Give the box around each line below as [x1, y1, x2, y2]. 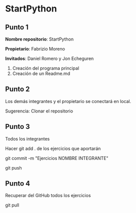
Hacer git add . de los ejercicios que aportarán [5, 145, 101, 151]
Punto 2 [5, 85, 30, 93]
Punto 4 [5, 179, 30, 188]
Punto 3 [5, 122, 30, 131]
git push [5, 164, 22, 170]
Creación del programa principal [12, 65, 79, 71]
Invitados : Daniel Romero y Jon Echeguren [5, 55, 94, 61]
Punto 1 [5, 23, 29, 31]
